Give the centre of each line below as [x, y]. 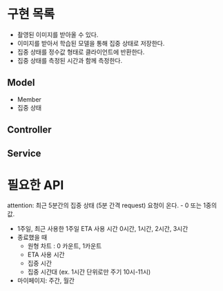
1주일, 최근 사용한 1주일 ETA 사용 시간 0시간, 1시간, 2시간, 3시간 [103, 229]
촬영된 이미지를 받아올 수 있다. [58, 35]
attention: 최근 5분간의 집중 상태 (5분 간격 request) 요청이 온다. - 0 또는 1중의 [112, 205]
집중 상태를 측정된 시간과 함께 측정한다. [70, 60]
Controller [29, 130]
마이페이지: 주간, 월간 [46, 281]
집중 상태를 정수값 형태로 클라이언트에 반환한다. [81, 52]
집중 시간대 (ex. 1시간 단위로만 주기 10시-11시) [89, 272]
